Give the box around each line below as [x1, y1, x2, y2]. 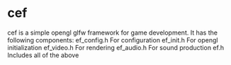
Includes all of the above [7, 51, 79, 59]
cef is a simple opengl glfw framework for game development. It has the [7, 28, 218, 37]
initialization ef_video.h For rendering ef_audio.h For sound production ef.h [7, 43, 225, 52]
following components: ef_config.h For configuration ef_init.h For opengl [7, 35, 218, 44]
